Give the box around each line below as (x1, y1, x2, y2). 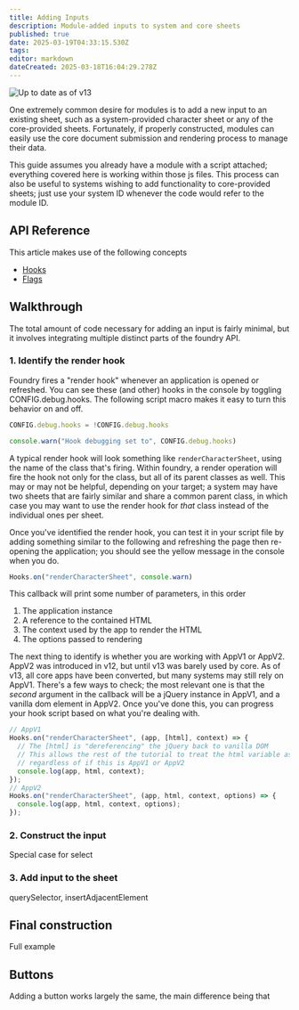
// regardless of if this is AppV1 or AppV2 (17, 758, 185, 767)
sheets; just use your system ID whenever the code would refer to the (9, 188, 265, 199)
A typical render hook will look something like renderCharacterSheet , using (9, 452, 282, 463)
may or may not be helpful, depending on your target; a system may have (9, 481, 279, 492)
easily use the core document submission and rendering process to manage (9, 133, 288, 143)
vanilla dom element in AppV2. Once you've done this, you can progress (9, 698, 274, 709)
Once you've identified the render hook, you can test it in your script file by (9, 526, 285, 537)
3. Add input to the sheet (9, 872, 118, 884)
